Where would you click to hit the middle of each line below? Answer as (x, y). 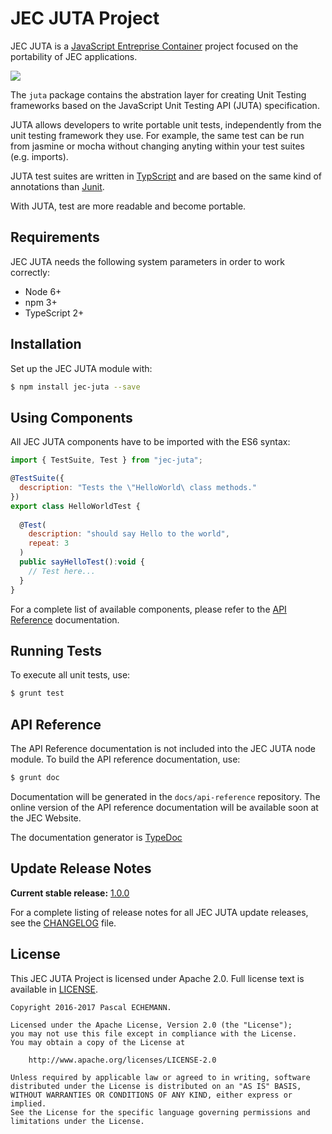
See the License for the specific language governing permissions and (160, 1112)
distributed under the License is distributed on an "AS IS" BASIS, (156, 1086)
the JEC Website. (46, 818)
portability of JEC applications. (74, 56)
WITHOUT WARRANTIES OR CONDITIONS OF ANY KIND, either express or (151, 1095)
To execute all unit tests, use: (70, 675)
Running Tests (56, 650)
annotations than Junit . (57, 186)
